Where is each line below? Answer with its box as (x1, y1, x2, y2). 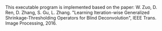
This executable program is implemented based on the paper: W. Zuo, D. (5, 4, 157, 10)
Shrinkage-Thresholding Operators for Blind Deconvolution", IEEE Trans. (5, 15, 157, 20)
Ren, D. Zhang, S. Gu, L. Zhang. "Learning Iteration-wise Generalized (5, 9, 150, 15)
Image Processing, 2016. (5, 20, 57, 26)
